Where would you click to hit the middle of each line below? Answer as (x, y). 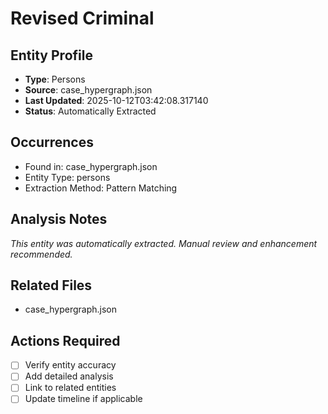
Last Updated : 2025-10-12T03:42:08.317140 (116, 100)
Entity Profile (51, 55)
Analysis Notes (59, 219)
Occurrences (52, 142)
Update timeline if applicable (83, 399)
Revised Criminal (82, 18)
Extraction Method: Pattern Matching (101, 188)
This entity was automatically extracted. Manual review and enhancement (164, 243)
